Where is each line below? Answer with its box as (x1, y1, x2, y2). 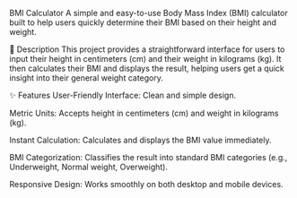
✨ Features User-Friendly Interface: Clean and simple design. (9, 90, 236, 100)
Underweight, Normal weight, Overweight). (9, 161, 169, 172)
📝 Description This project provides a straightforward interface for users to (9, 44, 285, 55)
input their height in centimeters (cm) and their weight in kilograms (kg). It (9, 54, 282, 64)
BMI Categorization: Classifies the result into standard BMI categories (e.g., (9, 152, 288, 162)
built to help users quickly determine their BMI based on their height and (9, 17, 276, 28)
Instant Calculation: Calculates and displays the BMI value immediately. (9, 134, 272, 145)
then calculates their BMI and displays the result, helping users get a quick (9, 63, 284, 73)
